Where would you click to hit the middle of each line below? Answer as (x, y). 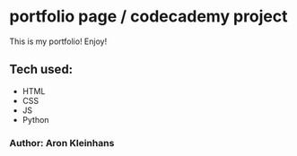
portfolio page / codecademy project (148, 17)
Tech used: (41, 69)
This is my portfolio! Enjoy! (58, 41)
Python (35, 119)
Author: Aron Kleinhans (62, 143)
